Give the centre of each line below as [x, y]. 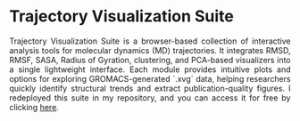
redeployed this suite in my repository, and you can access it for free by [150, 97]
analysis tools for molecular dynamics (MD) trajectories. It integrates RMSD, [150, 50]
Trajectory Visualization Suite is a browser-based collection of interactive [150, 41]
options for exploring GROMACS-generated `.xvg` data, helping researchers [150, 78]
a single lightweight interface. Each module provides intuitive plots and [150, 69]
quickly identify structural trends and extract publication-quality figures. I [150, 88]
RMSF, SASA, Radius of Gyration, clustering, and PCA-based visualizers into [150, 60]
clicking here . [34, 107]
